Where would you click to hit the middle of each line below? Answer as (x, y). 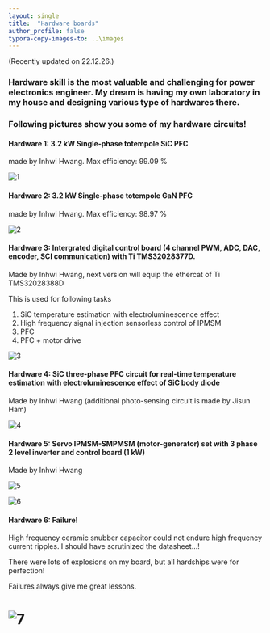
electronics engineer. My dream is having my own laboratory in (134, 92)
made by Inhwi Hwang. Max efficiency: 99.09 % (88, 162)
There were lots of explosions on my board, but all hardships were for (124, 562)
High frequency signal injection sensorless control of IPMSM (120, 323)
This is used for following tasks (60, 298)
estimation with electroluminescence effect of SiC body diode (114, 383)
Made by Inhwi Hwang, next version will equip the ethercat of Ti (114, 274)
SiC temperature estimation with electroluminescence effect (120, 314)
